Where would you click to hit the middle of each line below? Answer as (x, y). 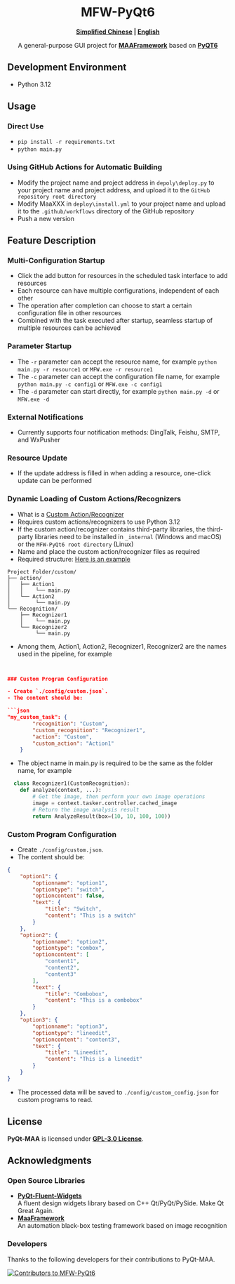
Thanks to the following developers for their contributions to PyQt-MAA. (111, 1259)
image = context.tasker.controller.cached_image (105, 803)
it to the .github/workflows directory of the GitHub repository (106, 211)
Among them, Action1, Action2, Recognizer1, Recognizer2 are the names (122, 646)
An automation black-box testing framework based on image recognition (122, 1226)
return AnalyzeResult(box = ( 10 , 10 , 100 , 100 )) (102, 816)
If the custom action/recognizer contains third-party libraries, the (111, 529)
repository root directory (57, 197)
